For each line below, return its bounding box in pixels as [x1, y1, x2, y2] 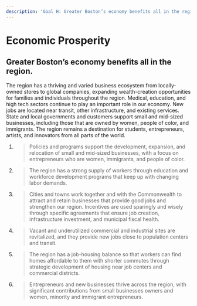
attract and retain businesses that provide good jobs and [29, 197, 166, 204]
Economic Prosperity [6, 33, 111, 47]
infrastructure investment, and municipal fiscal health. [29, 215, 159, 223]
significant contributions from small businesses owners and [29, 287, 174, 294]
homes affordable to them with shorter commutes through [29, 257, 169, 264]
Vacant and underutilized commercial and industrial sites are [29, 227, 176, 234]
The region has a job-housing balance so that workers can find [29, 250, 182, 258]
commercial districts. [29, 269, 80, 276]
